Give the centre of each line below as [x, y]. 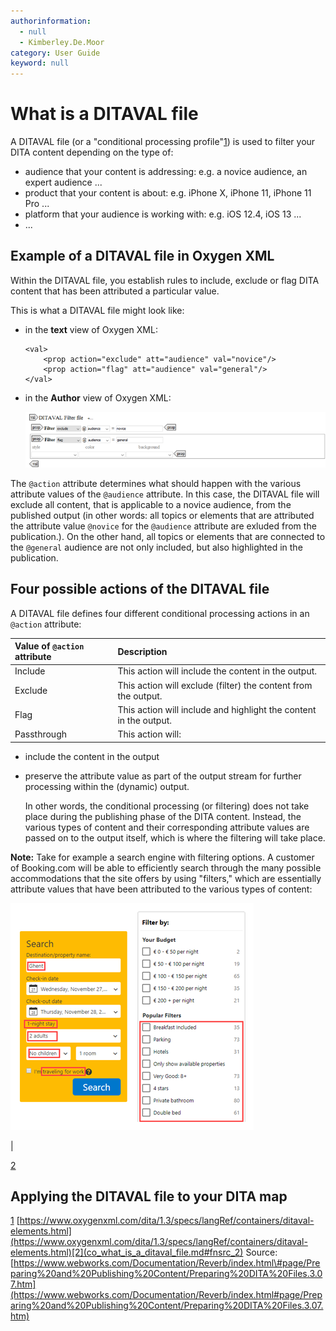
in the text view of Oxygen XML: [91, 329]
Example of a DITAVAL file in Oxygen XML [142, 256]
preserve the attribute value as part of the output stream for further [163, 776]
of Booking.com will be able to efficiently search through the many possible [166, 867]
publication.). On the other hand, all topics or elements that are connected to [168, 536]
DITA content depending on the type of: [92, 152]
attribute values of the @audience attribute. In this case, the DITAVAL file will [165, 494]
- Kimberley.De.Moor [62, 42]
